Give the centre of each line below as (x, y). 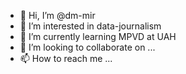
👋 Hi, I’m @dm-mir (57, 15)
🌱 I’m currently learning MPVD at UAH (98, 36)
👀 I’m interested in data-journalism (90, 26)
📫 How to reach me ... (66, 58)
